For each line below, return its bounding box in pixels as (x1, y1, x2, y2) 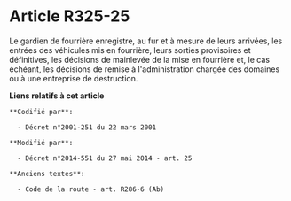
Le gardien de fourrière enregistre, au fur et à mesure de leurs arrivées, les (9, 35, 283, 46)
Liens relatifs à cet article (9, 90, 105, 101)
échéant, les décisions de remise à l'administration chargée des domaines (9, 64, 280, 74)
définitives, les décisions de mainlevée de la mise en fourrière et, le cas (9, 54, 271, 65)
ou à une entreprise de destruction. (9, 73, 138, 83)
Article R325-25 (9, 6, 130, 27)
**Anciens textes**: (9, 169, 86, 178)
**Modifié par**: (9, 138, 74, 147)
